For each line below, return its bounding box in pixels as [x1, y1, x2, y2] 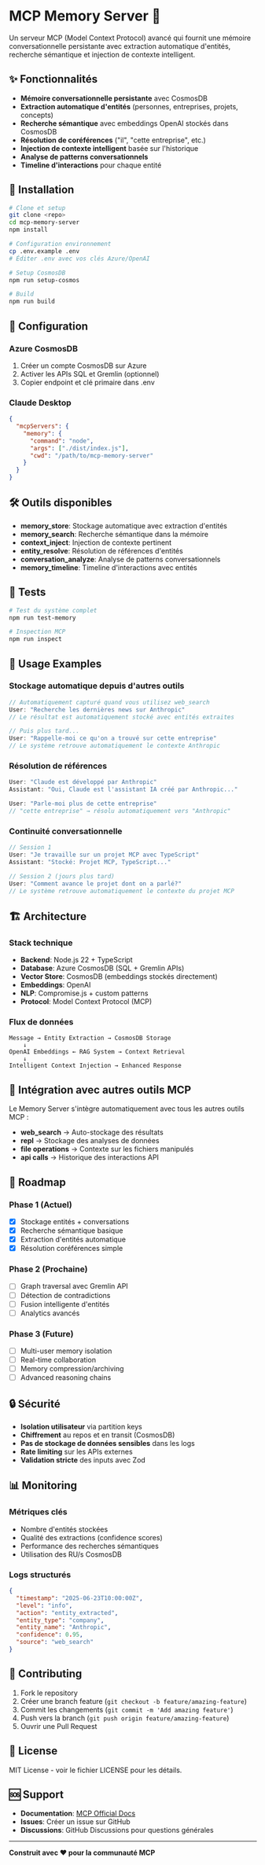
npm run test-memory [9, 613, 77, 622]
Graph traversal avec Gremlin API [20, 1282, 128, 1291]
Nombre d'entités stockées [20, 1525, 109, 1534]
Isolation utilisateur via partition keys [20, 1422, 142, 1432]
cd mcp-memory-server [9, 219, 80, 226]
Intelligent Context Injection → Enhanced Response [9, 1061, 182, 1070]
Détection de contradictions [20, 1290, 111, 1300]
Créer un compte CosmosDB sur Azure [20, 361, 147, 370]
